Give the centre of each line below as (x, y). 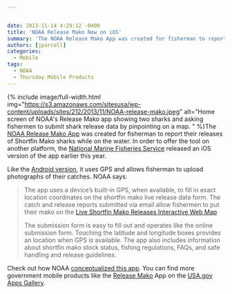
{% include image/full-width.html (54, 97)
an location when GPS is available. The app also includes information (122, 240)
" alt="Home (197, 111)
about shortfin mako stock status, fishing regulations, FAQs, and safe (122, 247)
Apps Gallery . (27, 283)
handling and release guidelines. (70, 255)
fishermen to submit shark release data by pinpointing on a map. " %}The (112, 126)
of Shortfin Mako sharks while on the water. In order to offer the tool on (108, 141)
